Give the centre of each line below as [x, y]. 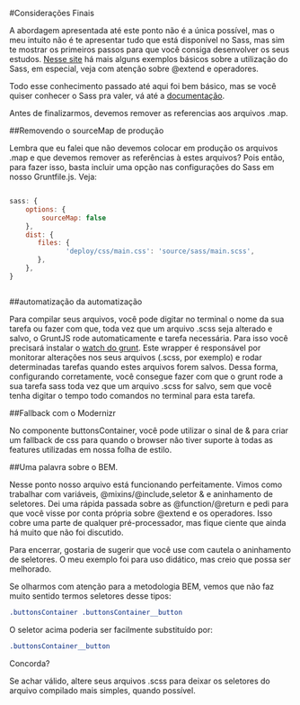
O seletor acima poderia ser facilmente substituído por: [111, 629]
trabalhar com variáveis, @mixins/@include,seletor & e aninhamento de [141, 493]
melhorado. [31, 569]
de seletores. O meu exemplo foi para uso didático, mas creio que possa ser [150, 559]
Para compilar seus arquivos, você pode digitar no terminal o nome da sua [147, 319]
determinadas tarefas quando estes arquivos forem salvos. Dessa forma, [144, 366]
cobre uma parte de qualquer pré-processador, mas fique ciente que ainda [148, 522]
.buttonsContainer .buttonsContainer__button [96, 612]
